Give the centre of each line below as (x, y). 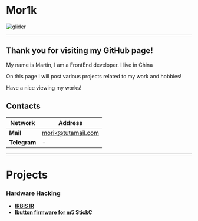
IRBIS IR (24, 206)
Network (22, 123)
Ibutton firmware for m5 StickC (53, 212)
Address (70, 123)
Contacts (24, 106)
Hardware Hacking (33, 193)
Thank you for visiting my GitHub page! (80, 51)
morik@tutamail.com (70, 133)
